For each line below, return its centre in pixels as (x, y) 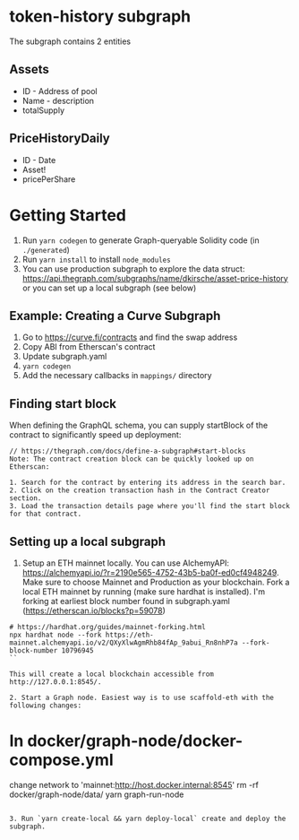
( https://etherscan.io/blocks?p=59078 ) (94, 611)
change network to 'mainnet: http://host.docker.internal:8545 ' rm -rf (134, 784)
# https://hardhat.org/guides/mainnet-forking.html (107, 627)
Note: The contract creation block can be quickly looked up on (132, 459)
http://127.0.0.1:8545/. (56, 682)
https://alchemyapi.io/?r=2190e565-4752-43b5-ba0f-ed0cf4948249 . (150, 572)
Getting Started (68, 215)
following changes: (46, 706)
